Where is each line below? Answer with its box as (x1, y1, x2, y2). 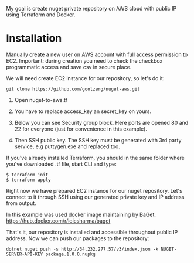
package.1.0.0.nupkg (45, 251, 96, 257)
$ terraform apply (6, 177, 51, 183)
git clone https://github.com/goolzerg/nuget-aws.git (6, 86, 141, 92)
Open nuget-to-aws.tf (14, 96, 67, 103)
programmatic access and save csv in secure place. (6, 63, 132, 70)
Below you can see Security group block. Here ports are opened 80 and (14, 119, 189, 126)
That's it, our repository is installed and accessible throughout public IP (6, 228, 178, 235)
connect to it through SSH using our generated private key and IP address (6, 193, 185, 200)
